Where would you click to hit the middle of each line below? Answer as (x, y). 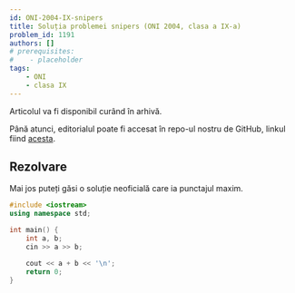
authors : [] (32, 43)
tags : (20, 69)
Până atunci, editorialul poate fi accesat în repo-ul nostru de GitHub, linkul (147, 129)
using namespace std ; (50, 214)
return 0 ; (44, 272)
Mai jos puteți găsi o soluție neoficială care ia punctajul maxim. (126, 189)
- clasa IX (46, 85)
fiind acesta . (33, 138)
